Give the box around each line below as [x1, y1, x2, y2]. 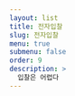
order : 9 [9, 56, 42, 65]
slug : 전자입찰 [9, 30, 59, 39]
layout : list [9, 13, 59, 23]
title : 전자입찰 [9, 22, 63, 31]
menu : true [9, 38, 51, 48]
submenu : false [9, 48, 67, 57]
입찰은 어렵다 [17, 73, 60, 82]
